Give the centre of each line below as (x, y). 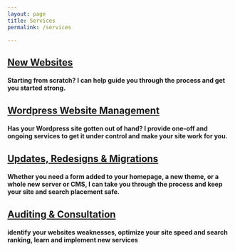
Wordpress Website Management (84, 110)
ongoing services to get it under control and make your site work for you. (117, 136)
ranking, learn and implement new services (73, 240)
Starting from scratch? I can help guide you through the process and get (116, 81)
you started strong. (37, 88)
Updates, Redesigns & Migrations (83, 159)
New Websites (40, 62)
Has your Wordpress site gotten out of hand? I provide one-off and (108, 128)
